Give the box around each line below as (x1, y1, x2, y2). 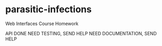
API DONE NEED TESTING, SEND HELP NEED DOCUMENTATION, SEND (5, 30, 157, 36)
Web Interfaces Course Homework (5, 20, 78, 27)
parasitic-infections (5, 4, 92, 15)
